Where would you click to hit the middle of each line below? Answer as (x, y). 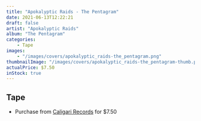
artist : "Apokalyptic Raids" (42, 28)
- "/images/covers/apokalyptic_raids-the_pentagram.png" (89, 56)
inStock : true (24, 73)
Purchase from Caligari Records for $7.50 (66, 112)
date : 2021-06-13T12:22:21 (40, 17)
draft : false (22, 23)
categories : (21, 40)
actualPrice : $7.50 (31, 67)
